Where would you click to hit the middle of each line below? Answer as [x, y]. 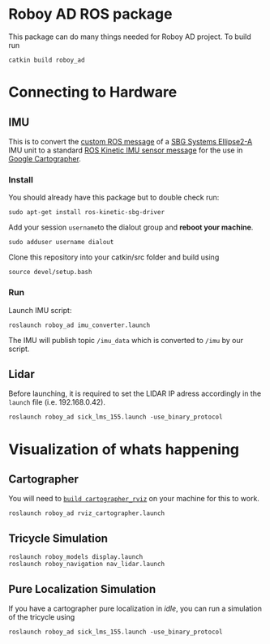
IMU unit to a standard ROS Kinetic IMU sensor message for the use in [126, 150]
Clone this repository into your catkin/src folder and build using [114, 257]
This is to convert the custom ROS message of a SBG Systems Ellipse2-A [131, 141]
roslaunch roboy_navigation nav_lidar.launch [86, 565]
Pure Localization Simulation [82, 589]
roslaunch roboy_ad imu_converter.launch [79, 325]
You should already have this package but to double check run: [114, 197]
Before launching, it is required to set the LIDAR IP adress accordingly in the [135, 393]
